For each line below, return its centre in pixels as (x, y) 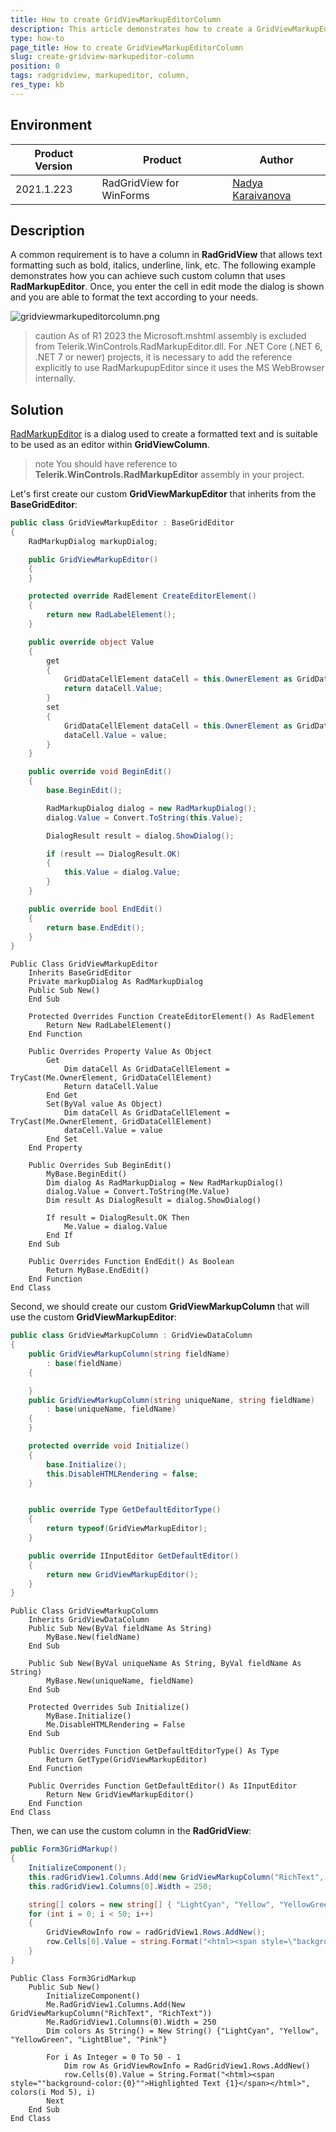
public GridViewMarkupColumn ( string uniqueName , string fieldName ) (171, 1400)
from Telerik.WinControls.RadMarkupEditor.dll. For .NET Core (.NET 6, (178, 347)
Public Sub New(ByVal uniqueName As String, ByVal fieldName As (165, 1664)
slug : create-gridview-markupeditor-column (102, 57)
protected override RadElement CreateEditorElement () (142, 596)
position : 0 (35, 66)
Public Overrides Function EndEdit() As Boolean (131, 1262)
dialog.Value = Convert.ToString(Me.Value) (138, 1192)
